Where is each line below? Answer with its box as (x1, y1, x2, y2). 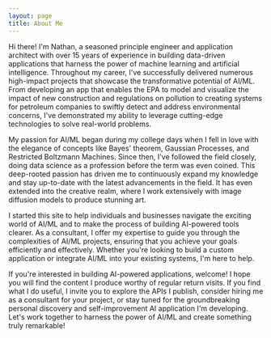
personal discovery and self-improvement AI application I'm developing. (8, 303, 248, 313)
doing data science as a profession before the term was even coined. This (8, 160, 256, 170)
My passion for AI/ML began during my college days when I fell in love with (8, 134, 259, 144)
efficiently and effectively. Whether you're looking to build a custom (8, 244, 235, 255)
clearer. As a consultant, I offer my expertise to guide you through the (8, 227, 240, 237)
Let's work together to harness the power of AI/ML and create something (8, 312, 252, 322)
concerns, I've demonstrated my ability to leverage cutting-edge (8, 110, 223, 120)
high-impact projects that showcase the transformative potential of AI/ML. (8, 76, 256, 86)
